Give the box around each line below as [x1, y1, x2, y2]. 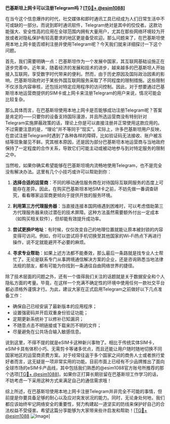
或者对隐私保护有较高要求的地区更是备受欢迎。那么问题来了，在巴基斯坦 [9, 35, 160, 41]
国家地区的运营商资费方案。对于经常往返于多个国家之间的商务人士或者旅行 [5, 352, 160, 358]
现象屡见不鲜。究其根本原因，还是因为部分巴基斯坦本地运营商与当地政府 [14, 139, 165, 145]
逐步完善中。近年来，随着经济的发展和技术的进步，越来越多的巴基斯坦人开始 [5, 64, 165, 71]
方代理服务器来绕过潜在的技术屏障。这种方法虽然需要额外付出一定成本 [12, 209, 159, 215]
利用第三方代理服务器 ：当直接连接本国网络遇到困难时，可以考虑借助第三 [12, 203, 163, 209]
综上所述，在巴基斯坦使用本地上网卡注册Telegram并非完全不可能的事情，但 [5, 388, 162, 394]
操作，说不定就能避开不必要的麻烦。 [12, 239, 89, 245]
